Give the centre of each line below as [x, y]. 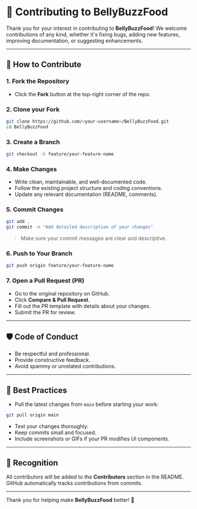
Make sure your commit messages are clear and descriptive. [94, 238]
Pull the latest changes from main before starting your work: [86, 405]
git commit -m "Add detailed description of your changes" [80, 227]
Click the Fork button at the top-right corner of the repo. [82, 94]
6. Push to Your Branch [39, 253]
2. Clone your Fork [33, 109]
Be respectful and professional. [52, 354]
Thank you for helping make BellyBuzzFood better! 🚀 [70, 500]
